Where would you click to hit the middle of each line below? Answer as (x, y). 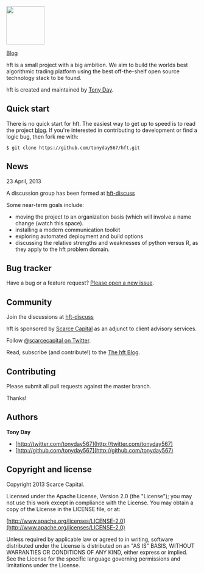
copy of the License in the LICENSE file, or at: (63, 509)
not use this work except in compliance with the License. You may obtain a (100, 503)
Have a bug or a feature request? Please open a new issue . (80, 283)
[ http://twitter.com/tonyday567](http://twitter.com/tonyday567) (94, 444)
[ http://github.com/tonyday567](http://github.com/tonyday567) (94, 450)
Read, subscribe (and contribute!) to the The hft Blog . (73, 352)
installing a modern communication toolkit (68, 230)
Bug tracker (29, 268)
